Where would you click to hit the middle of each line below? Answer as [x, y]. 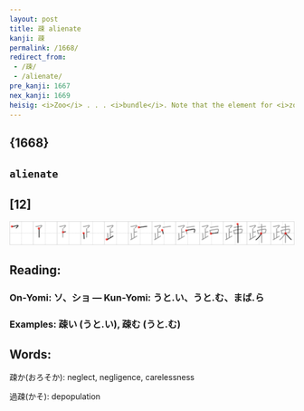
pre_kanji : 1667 [40, 86]
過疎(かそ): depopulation [55, 396]
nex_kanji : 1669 [40, 95]
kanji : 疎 [27, 38]
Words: [30, 354]
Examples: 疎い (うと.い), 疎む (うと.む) [95, 324]
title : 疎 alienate [45, 29]
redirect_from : [38, 57]
